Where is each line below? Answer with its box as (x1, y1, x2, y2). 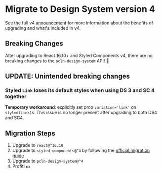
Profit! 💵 (12, 163, 30, 169)
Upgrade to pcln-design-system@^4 (12, 158, 83, 164)
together (5, 93, 27, 100)
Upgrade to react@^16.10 (12, 142, 63, 148)
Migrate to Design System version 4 (5, 3, 156, 15)
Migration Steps (5, 129, 56, 137)
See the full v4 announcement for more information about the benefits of (5, 20, 153, 26)
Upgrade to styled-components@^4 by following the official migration (12, 147, 150, 154)
